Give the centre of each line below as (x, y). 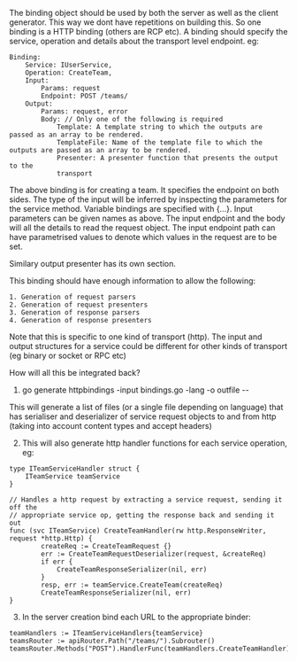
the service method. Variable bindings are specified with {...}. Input (131, 209)
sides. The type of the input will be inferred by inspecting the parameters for (148, 199)
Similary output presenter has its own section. (93, 264)
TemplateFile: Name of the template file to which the (160, 143)
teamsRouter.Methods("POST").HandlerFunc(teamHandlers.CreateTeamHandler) (150, 649)
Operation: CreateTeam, (69, 73)
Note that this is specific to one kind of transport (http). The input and (136, 337)
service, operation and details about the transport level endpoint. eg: (134, 41)
